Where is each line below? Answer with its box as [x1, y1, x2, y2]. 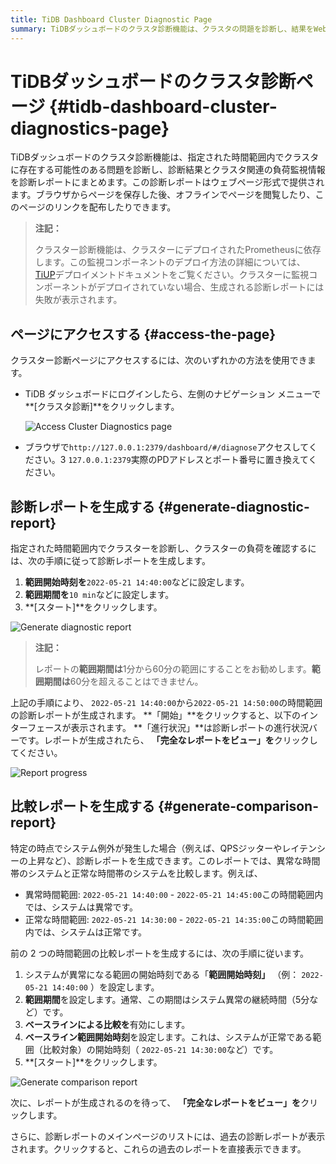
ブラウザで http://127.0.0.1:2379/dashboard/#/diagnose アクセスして [24, 441, 309, 453]
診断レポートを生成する [10, 498, 155, 515]
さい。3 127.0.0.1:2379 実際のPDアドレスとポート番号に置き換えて [33, 454, 309, 466]
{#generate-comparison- [157, 798, 319, 815]
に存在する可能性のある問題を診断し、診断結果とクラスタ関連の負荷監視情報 [10, 164, 326, 176]
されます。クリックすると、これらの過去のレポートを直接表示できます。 [10, 1142, 307, 1155]
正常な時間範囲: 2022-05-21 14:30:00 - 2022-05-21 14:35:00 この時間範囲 [24, 913, 324, 925]
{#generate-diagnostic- [157, 498, 310, 515]
